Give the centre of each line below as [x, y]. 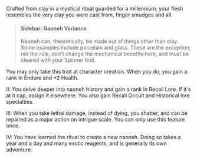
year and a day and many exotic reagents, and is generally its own [86, 143]
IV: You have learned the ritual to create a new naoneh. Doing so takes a [93, 137]
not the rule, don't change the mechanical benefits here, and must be [105, 54]
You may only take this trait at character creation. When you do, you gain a [97, 72]
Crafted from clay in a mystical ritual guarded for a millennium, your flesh [95, 9]
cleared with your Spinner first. [58, 60]
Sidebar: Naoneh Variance [53, 28]
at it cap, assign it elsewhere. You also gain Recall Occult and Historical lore [98, 96]
